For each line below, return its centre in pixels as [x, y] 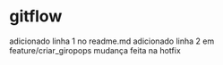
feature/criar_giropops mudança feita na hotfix [95, 50]
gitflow [36, 16]
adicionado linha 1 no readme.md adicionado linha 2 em [112, 41]
